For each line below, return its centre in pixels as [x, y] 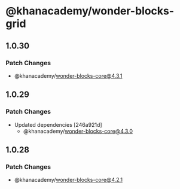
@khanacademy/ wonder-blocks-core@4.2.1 [68, 180]
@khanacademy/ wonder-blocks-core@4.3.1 [68, 75]
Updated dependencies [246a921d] [58, 124]
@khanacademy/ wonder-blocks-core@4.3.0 [78, 131]
